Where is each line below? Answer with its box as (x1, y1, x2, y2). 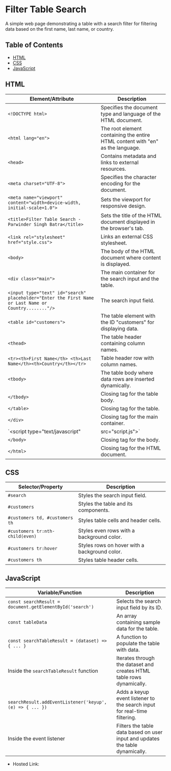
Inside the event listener (8, 735, 65, 742)
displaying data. (100, 325, 139, 332)
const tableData (8, 620, 47, 625)
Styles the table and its (78, 500, 133, 507)
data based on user (116, 729, 163, 736)
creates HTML (116, 667, 151, 674)
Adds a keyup (116, 689, 149, 696)
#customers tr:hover (8, 546, 58, 552)
